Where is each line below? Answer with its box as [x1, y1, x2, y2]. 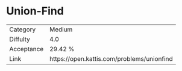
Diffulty [9, 35, 30, 43]
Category [9, 25, 36, 34]
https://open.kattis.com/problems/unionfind [49, 54, 173, 63]
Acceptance [9, 45, 44, 53]
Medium [49, 25, 73, 34]
